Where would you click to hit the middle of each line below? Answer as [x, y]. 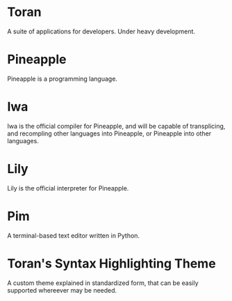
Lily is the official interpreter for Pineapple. [68, 188]
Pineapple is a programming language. [63, 79]
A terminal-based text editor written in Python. [74, 235]
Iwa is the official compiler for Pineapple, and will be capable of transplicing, [116, 126]
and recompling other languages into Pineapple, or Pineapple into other [109, 133]
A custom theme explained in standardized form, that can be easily [103, 283]
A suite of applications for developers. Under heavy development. [101, 31]
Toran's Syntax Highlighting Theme [112, 263]
